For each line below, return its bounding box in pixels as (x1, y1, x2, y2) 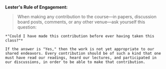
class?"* (5, 38, 23, 43)
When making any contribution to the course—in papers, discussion (17, 14, 157, 19)
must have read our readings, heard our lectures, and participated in (5, 55, 157, 60)
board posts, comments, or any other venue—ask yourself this (17, 19, 146, 25)
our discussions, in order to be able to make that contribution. (5, 60, 146, 65)
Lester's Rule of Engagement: (5, 4, 68, 10)
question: (17, 24, 37, 30)
